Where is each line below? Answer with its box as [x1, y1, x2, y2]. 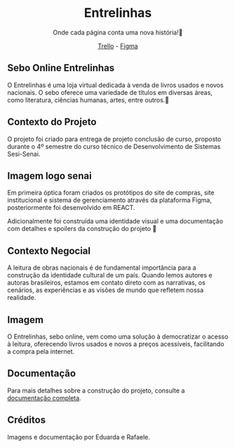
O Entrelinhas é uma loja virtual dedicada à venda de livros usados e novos [7, 81, 224, 89]
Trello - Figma [98, 41, 138, 50]
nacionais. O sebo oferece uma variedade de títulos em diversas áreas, [7, 88, 213, 96]
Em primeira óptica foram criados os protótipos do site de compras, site [7, 188, 215, 197]
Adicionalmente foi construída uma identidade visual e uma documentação [7, 217, 223, 225]
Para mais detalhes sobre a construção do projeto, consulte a [7, 386, 185, 395]
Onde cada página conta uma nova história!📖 [53, 28, 183, 37]
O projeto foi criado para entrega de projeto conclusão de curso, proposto [7, 135, 222, 143]
